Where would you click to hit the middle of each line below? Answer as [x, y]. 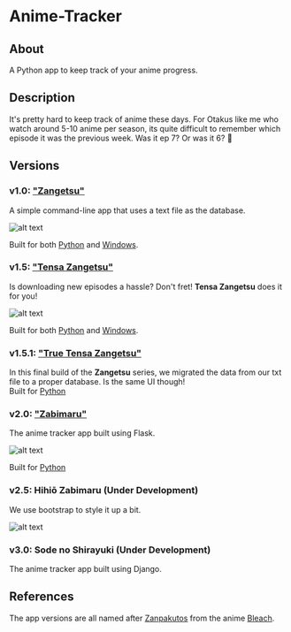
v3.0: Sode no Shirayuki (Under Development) [110, 550]
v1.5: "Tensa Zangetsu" [61, 267]
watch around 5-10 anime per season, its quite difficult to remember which [145, 128]
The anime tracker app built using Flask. [82, 433]
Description [42, 98]
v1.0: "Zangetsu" [47, 191]
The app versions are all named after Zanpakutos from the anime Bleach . [142, 618]
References [42, 597]
